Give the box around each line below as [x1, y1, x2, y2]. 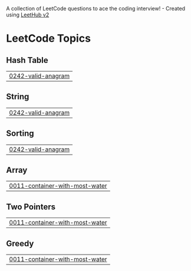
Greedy [6, 238, 34, 249]
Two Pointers [6, 202, 56, 212]
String [6, 92, 29, 102]
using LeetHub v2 [6, 11, 50, 18]
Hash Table [6, 55, 48, 65]
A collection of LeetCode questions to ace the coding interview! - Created [6, 5, 186, 12]
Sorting [6, 129, 34, 139]
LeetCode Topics [6, 32, 91, 45]
